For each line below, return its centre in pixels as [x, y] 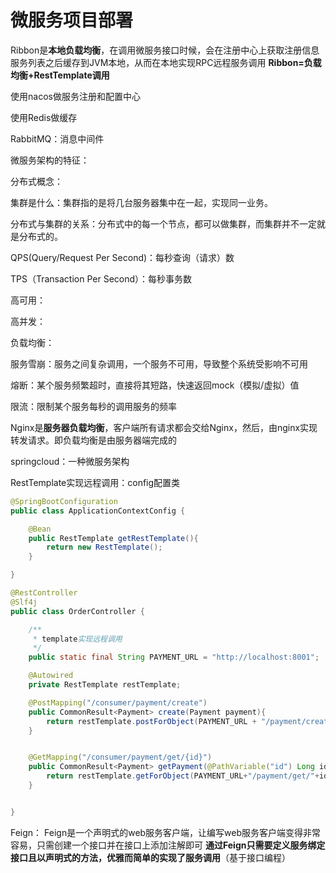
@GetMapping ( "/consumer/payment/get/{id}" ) [120, 757]
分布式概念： [36, 181]
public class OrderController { [77, 611]
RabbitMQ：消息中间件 [57, 138]
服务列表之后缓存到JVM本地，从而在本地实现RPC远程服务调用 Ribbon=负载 [166, 62]
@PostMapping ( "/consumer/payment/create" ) [118, 702]
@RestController [44, 593]
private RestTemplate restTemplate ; [105, 685]
